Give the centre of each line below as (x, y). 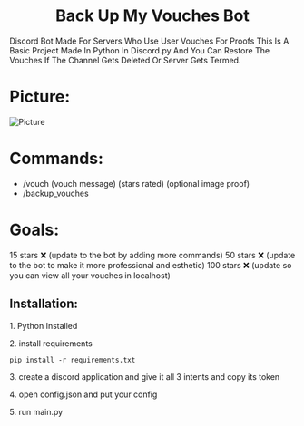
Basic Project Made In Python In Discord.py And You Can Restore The (140, 50)
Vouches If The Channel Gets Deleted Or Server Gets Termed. (125, 60)
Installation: (44, 304)
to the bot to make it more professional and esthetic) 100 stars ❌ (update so (151, 265)
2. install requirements (51, 343)
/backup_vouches (55, 193)
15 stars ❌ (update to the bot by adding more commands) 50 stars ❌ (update (152, 255)
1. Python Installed (44, 325)
